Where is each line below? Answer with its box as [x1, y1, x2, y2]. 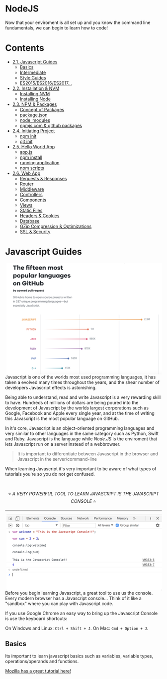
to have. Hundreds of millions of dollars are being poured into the [5, 400, 139, 406]
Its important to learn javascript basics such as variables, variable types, [5, 653, 153, 659]
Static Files [19, 207, 43, 213]
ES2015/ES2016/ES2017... [19, 80, 72, 86]
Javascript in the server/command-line [17, 456, 97, 462]
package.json [19, 112, 48, 118]
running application [19, 159, 60, 165]
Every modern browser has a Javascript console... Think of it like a [5, 595, 142, 601]
